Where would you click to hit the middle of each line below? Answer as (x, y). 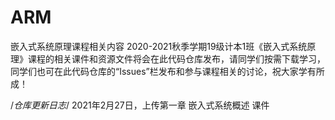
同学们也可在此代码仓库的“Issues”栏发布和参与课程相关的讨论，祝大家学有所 (167, 71)
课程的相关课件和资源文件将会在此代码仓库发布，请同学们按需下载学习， (176, 58)
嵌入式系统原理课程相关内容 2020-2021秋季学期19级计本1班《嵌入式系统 (159, 46)
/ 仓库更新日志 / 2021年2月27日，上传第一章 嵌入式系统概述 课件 (140, 105)
